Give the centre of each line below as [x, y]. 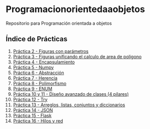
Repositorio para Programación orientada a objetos [59, 23]
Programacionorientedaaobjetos [76, 9]
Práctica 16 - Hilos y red [38, 121]
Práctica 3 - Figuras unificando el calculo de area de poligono [77, 56]
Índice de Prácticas [37, 39]
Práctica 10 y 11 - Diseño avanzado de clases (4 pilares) [71, 94]
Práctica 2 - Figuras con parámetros [51, 51]
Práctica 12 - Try [30, 99]
